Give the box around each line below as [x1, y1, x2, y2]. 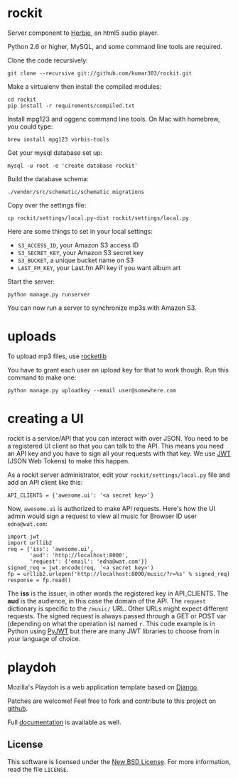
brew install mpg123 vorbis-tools [7, 136, 110, 143]
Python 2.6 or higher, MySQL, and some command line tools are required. [7, 42, 222, 50]
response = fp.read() [7, 576, 72, 584]
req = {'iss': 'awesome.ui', [7, 545, 94, 552]
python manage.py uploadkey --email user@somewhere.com [7, 387, 176, 394]
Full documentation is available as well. [7, 718, 121, 726]
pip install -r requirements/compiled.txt [7, 102, 135, 109]
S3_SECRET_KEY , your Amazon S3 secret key [17, 248, 144, 257]
